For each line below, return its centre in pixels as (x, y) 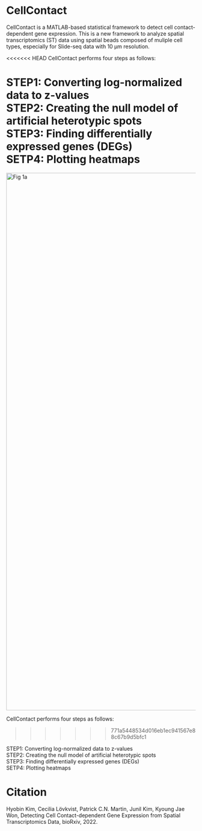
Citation (26, 792)
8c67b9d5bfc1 (129, 737)
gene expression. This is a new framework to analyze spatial (109, 33)
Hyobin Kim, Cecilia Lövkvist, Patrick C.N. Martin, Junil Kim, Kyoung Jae (96, 809)
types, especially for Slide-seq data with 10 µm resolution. (78, 46)
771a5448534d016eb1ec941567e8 (153, 730)
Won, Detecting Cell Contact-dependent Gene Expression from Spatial (93, 815)
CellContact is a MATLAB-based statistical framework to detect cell (90, 27)
